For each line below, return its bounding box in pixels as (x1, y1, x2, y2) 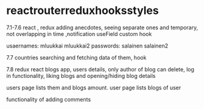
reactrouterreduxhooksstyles (6, 4, 160, 18)
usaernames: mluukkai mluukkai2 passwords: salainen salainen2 (6, 42, 169, 49)
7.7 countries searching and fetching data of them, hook (6, 54, 147, 61)
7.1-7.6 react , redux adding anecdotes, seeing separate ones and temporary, (6, 24, 199, 31)
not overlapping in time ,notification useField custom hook (6, 30, 152, 37)
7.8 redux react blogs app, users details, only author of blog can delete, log (6, 65, 195, 73)
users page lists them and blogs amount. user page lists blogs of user (6, 83, 181, 91)
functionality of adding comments (6, 96, 91, 103)
